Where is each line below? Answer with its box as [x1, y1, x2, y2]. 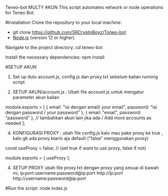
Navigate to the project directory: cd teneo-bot [5, 44, 103, 50]
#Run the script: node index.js [5, 185, 68, 191]
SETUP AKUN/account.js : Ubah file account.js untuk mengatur [12, 89, 144, 95]
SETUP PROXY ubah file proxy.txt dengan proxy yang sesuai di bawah [12, 165, 159, 171]
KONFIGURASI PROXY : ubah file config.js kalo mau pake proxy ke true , [12, 130, 163, 136]
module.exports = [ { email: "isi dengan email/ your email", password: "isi [5, 104, 157, 110]
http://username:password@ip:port [12, 175, 86, 181]
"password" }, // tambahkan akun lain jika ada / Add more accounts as [5, 115, 152, 121]
